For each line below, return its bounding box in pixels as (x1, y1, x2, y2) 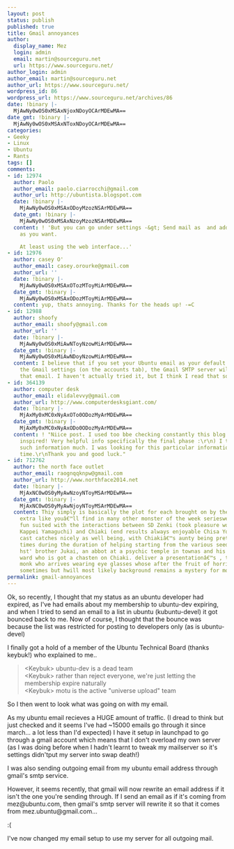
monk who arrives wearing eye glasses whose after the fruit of (19, 560, 210, 568)
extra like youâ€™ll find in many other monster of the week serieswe (19, 515, 229, 523)
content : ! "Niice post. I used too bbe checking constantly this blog (13, 431, 226, 438)
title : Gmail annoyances (7, 29, 79, 37)
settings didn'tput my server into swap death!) (7, 750, 140, 758)
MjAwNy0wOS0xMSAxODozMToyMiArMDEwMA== (19, 295, 132, 302)
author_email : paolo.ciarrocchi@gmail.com (13, 185, 139, 192)
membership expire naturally (24, 679, 107, 687)
